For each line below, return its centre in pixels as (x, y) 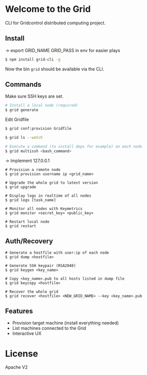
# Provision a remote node (33, 169)
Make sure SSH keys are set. (34, 96)
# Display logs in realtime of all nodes (48, 196)
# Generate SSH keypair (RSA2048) (41, 266)
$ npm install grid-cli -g (33, 59)
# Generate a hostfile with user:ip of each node (57, 253)
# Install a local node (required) (42, 106)
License (22, 353)
